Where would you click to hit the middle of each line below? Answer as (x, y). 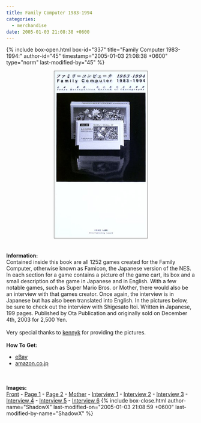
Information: (22, 255)
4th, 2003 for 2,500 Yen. (37, 320)
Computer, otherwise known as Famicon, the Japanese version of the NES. (99, 269)
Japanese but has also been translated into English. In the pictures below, (97, 301)
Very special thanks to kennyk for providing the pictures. (76, 333)
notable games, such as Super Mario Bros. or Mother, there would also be (97, 288)
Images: (16, 388)
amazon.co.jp (32, 363)
